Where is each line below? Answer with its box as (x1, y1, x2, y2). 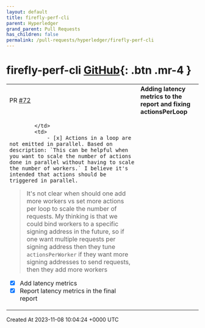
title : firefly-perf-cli (6, 15, 70, 21)
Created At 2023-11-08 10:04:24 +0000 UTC (6, 316, 119, 323)
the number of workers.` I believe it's (9, 165, 128, 172)
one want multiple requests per (26, 235, 116, 243)
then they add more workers (26, 265, 108, 274)
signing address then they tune (26, 242, 116, 251)
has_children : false (6, 32, 59, 38)
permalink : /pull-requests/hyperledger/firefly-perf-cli (6, 37, 154, 43)
